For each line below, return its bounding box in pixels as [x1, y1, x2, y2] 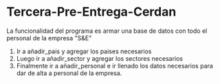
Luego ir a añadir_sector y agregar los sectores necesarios [16, 54, 184, 62]
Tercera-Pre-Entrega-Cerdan [6, 4, 177, 20]
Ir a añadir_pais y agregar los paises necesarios [16, 47, 152, 55]
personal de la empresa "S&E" [6, 33, 92, 42]
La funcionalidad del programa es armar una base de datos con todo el [6, 27, 208, 35]
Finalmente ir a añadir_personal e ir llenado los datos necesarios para [16, 61, 214, 70]
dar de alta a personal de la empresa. [16, 69, 122, 77]
